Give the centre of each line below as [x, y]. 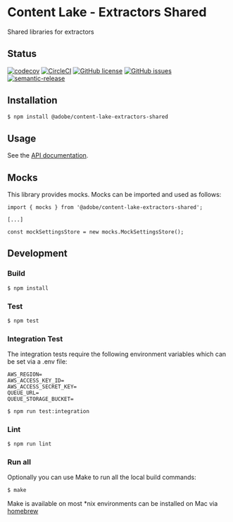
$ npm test [23, 321]
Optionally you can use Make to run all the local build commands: [102, 477]
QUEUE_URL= [23, 393]
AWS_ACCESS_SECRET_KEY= [42, 387]
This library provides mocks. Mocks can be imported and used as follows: [114, 195]
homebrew [23, 511]
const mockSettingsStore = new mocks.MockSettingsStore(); [96, 232]
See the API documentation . [48, 155]
